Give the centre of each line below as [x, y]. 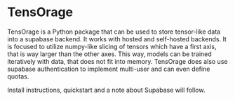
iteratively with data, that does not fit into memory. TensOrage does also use [117, 61]
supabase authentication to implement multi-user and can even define [109, 69]
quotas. [18, 76]
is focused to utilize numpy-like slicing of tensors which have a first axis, [112, 46]
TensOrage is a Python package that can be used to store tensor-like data [114, 32]
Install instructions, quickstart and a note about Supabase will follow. [106, 90]
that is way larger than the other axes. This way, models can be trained [109, 54]
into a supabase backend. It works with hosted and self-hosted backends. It [117, 39]
